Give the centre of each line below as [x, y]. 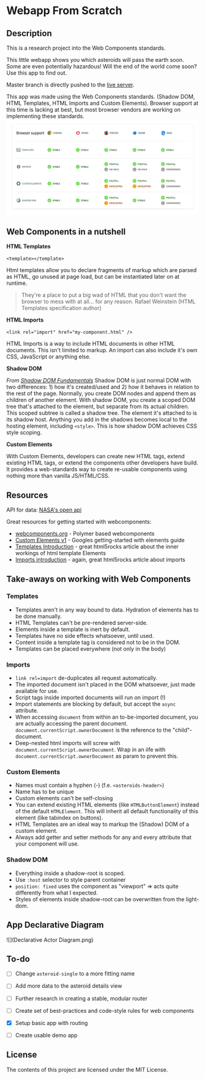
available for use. [37, 691]
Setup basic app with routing [51, 1023]
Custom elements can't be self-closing [64, 798]
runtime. [17, 283]
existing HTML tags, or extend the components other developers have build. [102, 463]
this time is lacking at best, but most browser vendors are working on [93, 110]
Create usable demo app [46, 1035]
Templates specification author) [61, 308]
